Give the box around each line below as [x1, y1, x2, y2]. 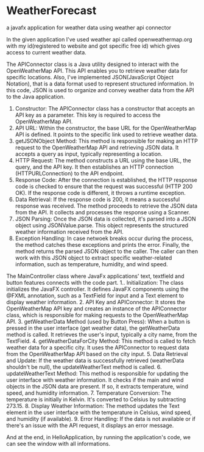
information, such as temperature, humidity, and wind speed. [15, 260, 169, 268]
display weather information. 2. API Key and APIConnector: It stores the [6, 298, 186, 305]
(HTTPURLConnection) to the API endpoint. [15, 169, 124, 177]
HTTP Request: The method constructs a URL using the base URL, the [15, 156, 191, 164]
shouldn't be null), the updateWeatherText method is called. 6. [6, 363, 163, 370]
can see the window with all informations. [6, 440, 111, 447]
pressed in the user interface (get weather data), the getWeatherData [6, 324, 180, 332]
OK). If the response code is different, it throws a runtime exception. [15, 189, 186, 196]
